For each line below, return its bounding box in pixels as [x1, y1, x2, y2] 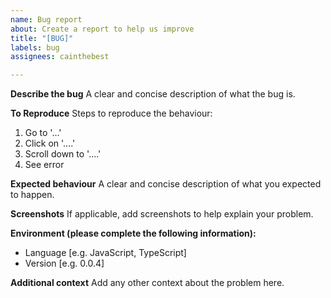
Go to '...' [24, 127, 62, 139]
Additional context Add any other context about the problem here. [10, 277, 285, 289]
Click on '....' [24, 137, 76, 150]
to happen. [10, 189, 55, 201]
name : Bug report [10, 14, 83, 25]
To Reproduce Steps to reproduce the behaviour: [10, 107, 213, 120]
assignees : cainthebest [10, 52, 110, 62]
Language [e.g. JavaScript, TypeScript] [24, 247, 187, 259]
